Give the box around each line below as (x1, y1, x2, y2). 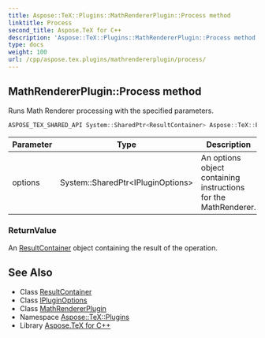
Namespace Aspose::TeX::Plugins (19, 312, 130, 321)
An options (200, 152, 241, 163)
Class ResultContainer (19, 287, 92, 296)
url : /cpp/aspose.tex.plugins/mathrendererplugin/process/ (8, 56, 207, 64)
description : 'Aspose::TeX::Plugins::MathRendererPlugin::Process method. (8, 33, 259, 42)
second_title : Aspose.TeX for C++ (8, 26, 122, 34)
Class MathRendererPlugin (19, 303, 106, 313)
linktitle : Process (8, 19, 73, 27)
